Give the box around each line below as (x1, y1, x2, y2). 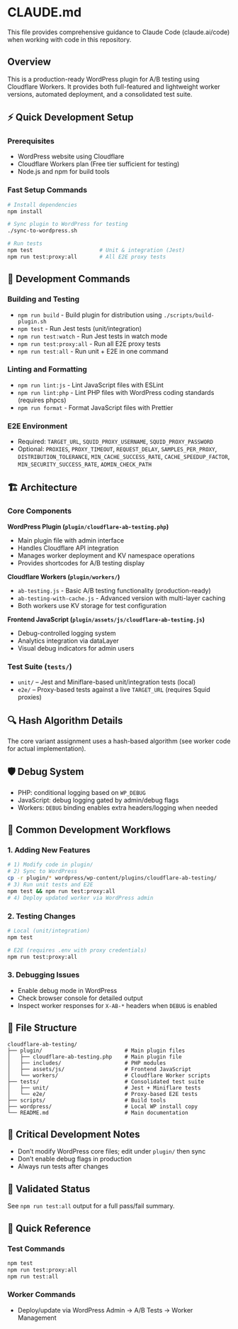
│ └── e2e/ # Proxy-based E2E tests (7, 1090, 198, 1097)
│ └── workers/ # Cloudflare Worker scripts (7, 1072, 211, 1079)
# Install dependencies (7, 201, 78, 208)
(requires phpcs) (17, 396, 67, 404)
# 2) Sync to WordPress (7, 868, 78, 875)
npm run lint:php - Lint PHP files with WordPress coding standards (17, 388, 215, 396)
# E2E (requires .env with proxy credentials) (7, 946, 147, 954)
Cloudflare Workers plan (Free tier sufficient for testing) (17, 160, 180, 168)
